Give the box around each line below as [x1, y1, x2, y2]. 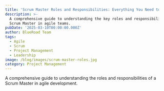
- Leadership [9, 52, 36, 58]
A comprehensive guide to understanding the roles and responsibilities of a [5, 75, 156, 81]
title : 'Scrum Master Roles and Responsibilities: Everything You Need [5, 7, 154, 12]
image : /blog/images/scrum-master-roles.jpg [5, 57, 97, 62]
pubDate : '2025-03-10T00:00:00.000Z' [5, 25, 82, 30]
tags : [5, 35, 16, 40]
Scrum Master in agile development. [5, 80, 78, 86]
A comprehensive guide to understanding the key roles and [9, 16, 132, 21]
